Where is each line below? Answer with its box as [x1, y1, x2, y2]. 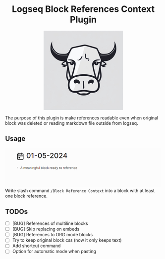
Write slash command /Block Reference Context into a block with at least [5, 188, 155, 194]
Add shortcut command [12, 243, 61, 249]
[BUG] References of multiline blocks [12, 220, 88, 226]
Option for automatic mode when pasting [12, 249, 97, 255]
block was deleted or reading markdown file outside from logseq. [5, 120, 138, 126]
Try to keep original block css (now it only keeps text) [12, 237, 122, 243]
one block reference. [5, 193, 48, 199]
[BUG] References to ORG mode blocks [12, 232, 93, 238]
